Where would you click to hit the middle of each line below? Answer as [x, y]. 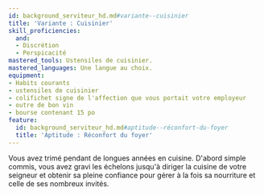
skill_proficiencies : [45, 30]
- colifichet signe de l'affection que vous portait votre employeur [128, 98]
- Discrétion [37, 46]
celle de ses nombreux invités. [59, 183]
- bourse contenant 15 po [52, 113]
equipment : [27, 75]
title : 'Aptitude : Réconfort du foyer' [84, 135]
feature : [23, 120]
